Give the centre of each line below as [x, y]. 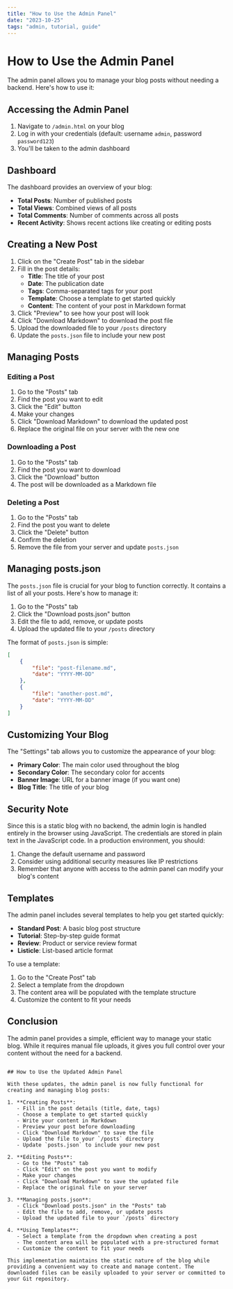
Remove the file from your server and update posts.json [98, 547]
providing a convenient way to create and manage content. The [101, 1267]
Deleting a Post [33, 502]
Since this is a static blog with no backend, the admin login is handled [107, 826]
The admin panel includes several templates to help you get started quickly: [115, 915]
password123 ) [35, 141]
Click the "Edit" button [49, 407]
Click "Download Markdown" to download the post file [95, 320]
